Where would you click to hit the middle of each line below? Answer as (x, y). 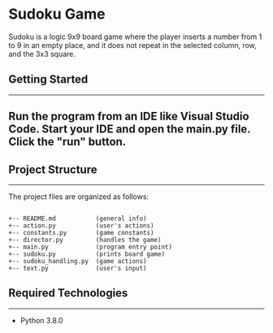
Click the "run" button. (67, 142)
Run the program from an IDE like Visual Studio (129, 117)
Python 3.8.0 (41, 320)
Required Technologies (68, 293)
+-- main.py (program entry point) (91, 247)
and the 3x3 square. (42, 54)
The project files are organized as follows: (78, 197)
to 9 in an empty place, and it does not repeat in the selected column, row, (133, 45)
